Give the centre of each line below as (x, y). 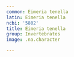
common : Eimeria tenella (37, 12)
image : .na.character (33, 40)
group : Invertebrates (33, 34)
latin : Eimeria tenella (36, 17)
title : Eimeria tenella (36, 28)
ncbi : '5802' (23, 23)
